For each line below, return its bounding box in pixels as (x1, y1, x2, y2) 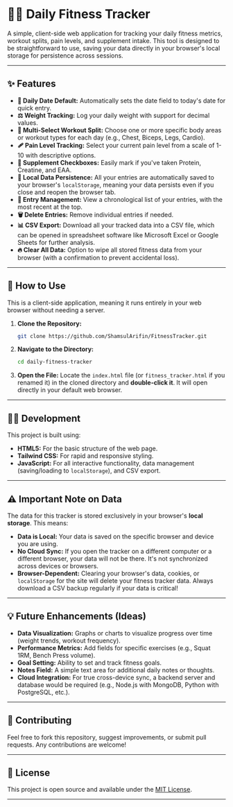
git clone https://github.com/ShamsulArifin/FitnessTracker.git (17, 332, 207, 339)
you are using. (17, 539, 58, 547)
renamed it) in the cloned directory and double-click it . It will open (17, 378, 208, 387)
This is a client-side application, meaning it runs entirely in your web (7, 298, 202, 307)
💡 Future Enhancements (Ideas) (7, 611, 147, 622)
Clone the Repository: (17, 319, 82, 328)
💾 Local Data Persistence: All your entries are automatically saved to (17, 173, 215, 181)
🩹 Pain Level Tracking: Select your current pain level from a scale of (17, 141, 215, 149)
